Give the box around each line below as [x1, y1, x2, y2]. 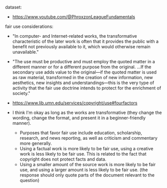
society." [12, 91, 31, 96]
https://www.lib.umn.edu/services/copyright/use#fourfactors [12, 100, 138, 106]
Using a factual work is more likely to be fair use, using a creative [19, 146, 154, 151]
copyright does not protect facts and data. [19, 156, 107, 162]
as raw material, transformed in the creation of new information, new [12, 75, 153, 80]
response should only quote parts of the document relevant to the [19, 172, 155, 178]
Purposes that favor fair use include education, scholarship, [19, 130, 143, 136]
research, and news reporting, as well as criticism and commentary [19, 135, 158, 141]
